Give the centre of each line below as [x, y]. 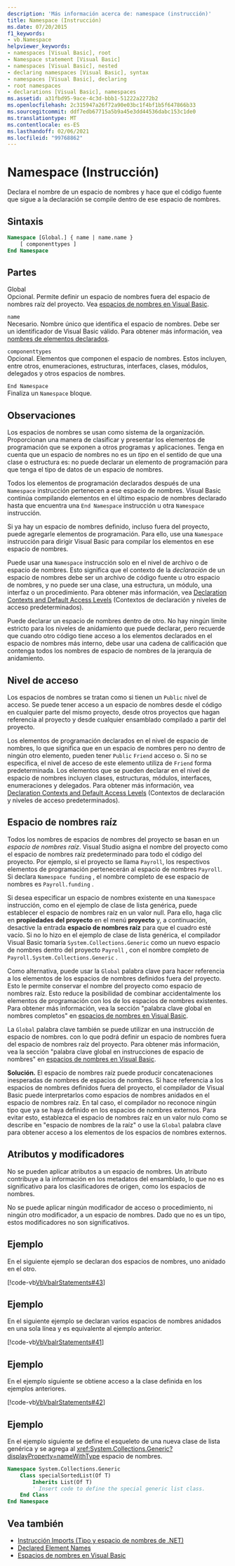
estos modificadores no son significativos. [68, 1222]
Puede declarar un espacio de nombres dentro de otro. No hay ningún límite [117, 621]
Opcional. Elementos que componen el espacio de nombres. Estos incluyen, [117, 359]
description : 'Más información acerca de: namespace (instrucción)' [109, 14]
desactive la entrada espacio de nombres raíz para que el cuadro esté [109, 927]
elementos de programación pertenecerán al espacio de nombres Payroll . [115, 869]
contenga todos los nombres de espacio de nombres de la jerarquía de [109, 651]
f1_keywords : [26, 33]
